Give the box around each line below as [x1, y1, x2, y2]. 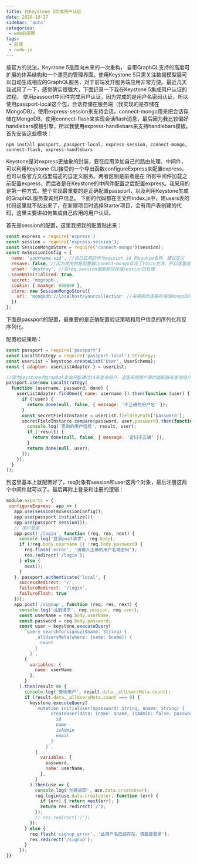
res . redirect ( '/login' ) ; [24, 552, 85, 558]
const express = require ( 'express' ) [6, 233, 96, 239]
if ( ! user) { [21, 396, 54, 402]
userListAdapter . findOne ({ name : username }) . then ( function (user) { [16, 391, 191, 397]
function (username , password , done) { [11, 386, 109, 391]
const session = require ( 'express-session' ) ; [6, 239, 119, 245]
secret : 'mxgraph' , [11, 277, 59, 283]
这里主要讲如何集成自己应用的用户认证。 [16, 209, 114, 216]
